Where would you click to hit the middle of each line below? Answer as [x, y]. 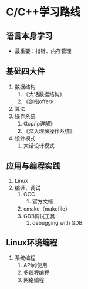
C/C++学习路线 [43, 12]
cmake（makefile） [47, 208]
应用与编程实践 [33, 166]
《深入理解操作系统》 [49, 131]
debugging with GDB [57, 222]
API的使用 [35, 265]
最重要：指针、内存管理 [43, 51]
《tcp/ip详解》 [39, 123]
